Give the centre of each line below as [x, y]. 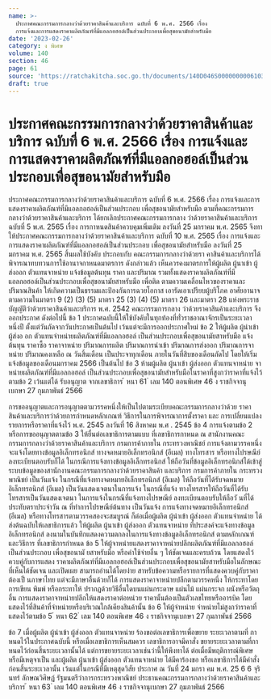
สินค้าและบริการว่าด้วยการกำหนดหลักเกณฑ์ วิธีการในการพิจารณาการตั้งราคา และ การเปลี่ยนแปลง [135, 416]
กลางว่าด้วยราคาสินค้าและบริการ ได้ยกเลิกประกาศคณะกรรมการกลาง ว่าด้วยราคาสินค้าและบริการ [133, 218]
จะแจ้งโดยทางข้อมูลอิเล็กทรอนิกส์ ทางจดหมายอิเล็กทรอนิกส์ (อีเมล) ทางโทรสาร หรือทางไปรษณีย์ [134, 452]
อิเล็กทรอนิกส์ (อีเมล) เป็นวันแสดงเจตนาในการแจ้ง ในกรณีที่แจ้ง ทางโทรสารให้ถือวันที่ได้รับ [128, 489]
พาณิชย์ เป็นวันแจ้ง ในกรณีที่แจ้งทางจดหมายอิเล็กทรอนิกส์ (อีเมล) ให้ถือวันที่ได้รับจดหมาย [126, 480]
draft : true [28, 83]
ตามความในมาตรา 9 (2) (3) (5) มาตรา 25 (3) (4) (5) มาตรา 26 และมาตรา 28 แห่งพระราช [134, 299]
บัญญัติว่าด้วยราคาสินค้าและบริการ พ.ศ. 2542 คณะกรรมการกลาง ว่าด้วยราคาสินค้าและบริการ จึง [135, 309]
